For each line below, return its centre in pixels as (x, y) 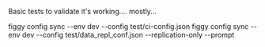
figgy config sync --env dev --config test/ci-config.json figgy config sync (129, 26)
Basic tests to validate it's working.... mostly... (82, 11)
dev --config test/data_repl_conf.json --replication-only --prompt (129, 35)
